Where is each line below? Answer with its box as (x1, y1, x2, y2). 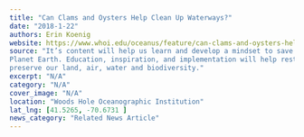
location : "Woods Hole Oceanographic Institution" (9, 96, 204, 106)
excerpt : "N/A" (9, 72, 67, 81)
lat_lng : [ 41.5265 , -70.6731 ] (9, 105, 128, 114)
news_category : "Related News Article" (9, 114, 160, 123)
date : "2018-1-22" (9, 22, 79, 31)
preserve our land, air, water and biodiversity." (9, 64, 204, 73)
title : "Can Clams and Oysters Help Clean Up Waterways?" (9, 13, 233, 23)
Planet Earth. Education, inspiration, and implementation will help (9, 55, 278, 64)
